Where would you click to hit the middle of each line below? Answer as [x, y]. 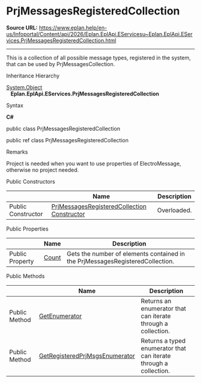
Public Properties [28, 229]
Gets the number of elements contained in [126, 253]
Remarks [17, 152]
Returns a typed [163, 340]
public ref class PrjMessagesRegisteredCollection [67, 140]
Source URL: [22, 28]
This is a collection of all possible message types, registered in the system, [99, 58]
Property [22, 261]
